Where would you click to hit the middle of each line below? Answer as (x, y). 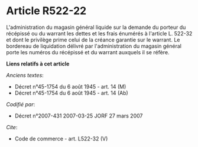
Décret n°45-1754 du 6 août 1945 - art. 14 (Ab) (71, 93)
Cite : (12, 127)
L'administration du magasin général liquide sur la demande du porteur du (96, 27)
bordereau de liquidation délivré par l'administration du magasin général (94, 46)
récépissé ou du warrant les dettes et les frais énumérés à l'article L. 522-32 (99, 33)
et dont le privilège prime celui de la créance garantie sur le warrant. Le (93, 40)
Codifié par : (21, 104)
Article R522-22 (46, 11)
